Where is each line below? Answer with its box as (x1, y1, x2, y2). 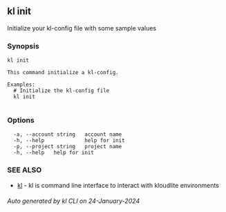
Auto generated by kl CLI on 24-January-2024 (7, 197, 140, 205)
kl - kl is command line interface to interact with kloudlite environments (17, 181, 220, 189)
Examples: (7, 81, 36, 89)
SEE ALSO (7, 166, 42, 175)
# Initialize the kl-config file (13, 87, 110, 94)
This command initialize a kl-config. (7, 69, 119, 76)
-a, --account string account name (13, 131, 122, 138)
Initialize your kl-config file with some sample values (7, 24, 157, 32)
